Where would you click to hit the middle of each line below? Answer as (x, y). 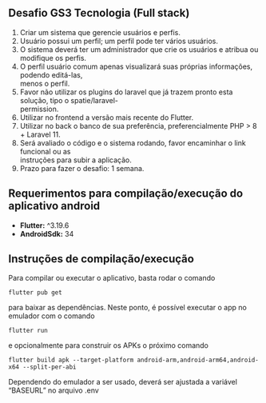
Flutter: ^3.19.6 (44, 225)
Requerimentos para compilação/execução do (126, 194)
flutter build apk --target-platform (71, 360)
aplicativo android (54, 206)
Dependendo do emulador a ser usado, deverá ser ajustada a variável (123, 382)
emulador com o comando (52, 316)
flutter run (28, 331)
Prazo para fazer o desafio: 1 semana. (82, 168)
